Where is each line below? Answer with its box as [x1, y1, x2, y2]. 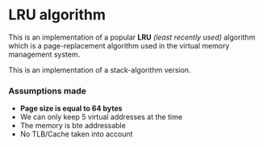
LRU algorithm [8, 6, 106, 24]
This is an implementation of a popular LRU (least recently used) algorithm [8, 32, 256, 42]
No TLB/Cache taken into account [19, 129, 133, 139]
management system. [8, 49, 81, 59]
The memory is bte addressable [19, 121, 127, 131]
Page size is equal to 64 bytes [19, 103, 123, 114]
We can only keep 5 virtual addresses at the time [19, 112, 183, 122]
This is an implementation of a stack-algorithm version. [8, 65, 191, 74]
